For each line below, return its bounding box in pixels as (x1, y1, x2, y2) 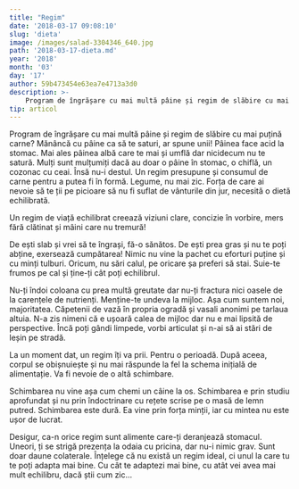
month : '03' (9, 63, 54, 72)
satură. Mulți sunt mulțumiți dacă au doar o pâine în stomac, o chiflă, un (9, 157, 272, 168)
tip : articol (9, 104, 58, 113)
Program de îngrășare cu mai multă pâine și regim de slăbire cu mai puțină (9, 128, 283, 139)
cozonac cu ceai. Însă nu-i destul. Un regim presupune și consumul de (9, 167, 269, 178)
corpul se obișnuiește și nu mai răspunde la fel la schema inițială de (9, 359, 257, 370)
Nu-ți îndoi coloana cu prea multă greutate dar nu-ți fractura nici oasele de (9, 285, 283, 295)
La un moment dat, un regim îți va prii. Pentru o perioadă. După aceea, (9, 350, 268, 361)
